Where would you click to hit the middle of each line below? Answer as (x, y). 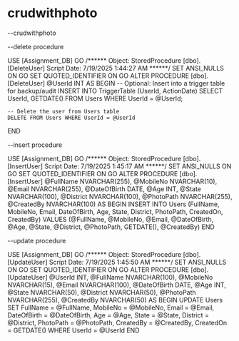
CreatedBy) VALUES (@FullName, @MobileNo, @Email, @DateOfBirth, (111, 219)
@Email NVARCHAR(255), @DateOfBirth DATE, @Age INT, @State (104, 189)
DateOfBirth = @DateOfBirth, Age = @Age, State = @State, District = (108, 315)
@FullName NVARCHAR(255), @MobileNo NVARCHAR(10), (131, 181)
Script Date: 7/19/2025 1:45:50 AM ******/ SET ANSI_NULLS (138, 262)
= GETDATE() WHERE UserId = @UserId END (74, 330)
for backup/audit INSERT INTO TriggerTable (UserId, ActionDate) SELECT (115, 91)
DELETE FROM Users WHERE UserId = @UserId (71, 118)
